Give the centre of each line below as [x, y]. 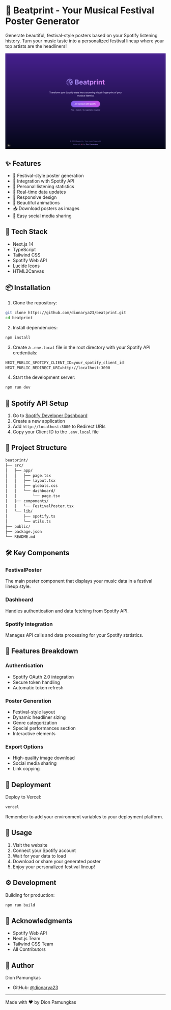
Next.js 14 [23, 244]
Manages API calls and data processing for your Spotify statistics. [74, 635]
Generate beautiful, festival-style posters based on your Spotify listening [81, 35]
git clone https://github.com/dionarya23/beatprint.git [66, 313]
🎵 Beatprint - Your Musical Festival [80, 10]
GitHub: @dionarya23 [35, 988]
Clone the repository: [35, 302]
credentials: [25, 353]
